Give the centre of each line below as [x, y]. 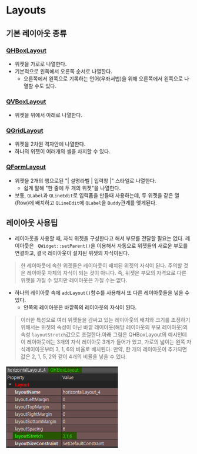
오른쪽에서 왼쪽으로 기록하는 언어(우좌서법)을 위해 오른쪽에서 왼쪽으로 [103, 78]
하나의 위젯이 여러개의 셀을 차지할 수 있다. [62, 152]
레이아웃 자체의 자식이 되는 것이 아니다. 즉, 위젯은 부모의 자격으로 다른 [107, 273]
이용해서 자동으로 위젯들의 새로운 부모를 [142, 246]
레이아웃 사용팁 [32, 223]
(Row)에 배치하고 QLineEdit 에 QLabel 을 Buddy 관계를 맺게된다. [86, 203]
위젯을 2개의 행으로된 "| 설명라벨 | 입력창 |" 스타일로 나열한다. [85, 180]
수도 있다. [46, 86]
